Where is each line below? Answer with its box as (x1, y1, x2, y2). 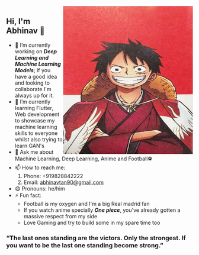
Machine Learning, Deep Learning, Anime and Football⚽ (14, 155, 153, 162)
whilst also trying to (14, 135, 63, 143)
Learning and (14, 54, 49, 61)
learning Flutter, (14, 104, 53, 111)
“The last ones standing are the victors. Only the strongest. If (6, 234, 186, 242)
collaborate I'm (14, 85, 52, 92)
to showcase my (14, 117, 55, 124)
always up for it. (14, 92, 54, 99)
